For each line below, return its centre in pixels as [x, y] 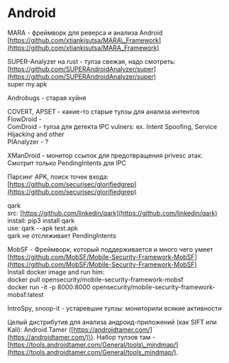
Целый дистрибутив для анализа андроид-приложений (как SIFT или [112, 322]
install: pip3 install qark [41, 220]
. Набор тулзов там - [124, 337]
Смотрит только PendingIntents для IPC [67, 163]
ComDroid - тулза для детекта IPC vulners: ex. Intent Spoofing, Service [112, 126]
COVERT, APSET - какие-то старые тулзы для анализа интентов [104, 111]
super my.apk [27, 84]
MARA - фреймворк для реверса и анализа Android [85, 33]
